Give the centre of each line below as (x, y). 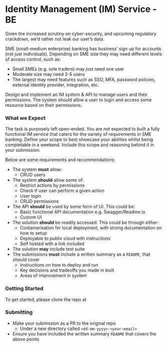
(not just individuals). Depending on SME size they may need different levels (84, 54)
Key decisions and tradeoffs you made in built (67, 270)
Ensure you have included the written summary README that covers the (84, 334)
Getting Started (24, 289)
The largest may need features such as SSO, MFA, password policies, (84, 79)
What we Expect (25, 118)
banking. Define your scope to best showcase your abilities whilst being (79, 140)
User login (30, 196)
